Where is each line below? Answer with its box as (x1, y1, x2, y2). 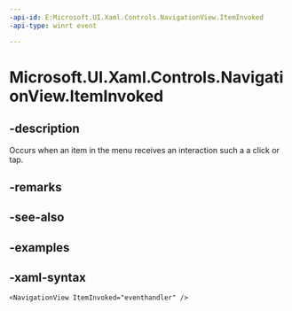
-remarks (9, 179, 62, 195)
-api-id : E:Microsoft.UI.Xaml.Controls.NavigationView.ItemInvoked (9, 12, 264, 22)
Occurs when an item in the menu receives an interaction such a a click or (9, 144, 280, 155)
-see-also (9, 210, 65, 225)
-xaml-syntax (9, 270, 87, 285)
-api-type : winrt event (9, 21, 98, 30)
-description (9, 121, 80, 136)
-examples (9, 240, 70, 255)
